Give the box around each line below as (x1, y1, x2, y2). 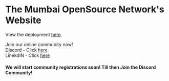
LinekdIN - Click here (5, 52, 50, 58)
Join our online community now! (5, 41, 73, 47)
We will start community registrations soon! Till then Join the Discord (5, 64, 156, 70)
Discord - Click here (5, 47, 48, 53)
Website (5, 14, 41, 26)
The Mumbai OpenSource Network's (5, 4, 165, 15)
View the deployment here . (5, 31, 62, 37)
